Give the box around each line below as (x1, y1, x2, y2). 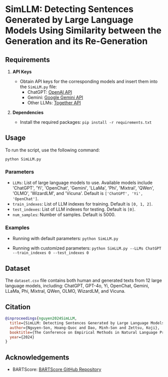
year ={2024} (9, 334, 35, 339)
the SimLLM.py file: (19, 84, 57, 90)
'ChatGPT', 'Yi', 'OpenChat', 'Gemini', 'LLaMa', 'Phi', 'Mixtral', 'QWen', (12, 185, 154, 191)
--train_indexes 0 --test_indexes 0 (12, 251, 89, 256)
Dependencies (12, 109, 44, 115)
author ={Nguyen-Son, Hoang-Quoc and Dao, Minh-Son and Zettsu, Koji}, (9, 325, 160, 330)
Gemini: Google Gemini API (27, 94, 83, 100)
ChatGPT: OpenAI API (27, 89, 72, 95)
